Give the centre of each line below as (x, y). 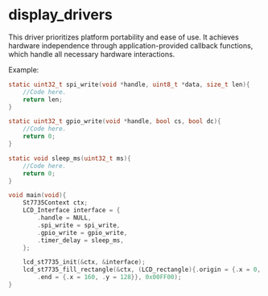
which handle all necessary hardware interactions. (92, 54)
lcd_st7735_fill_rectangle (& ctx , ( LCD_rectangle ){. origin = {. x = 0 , (142, 270)
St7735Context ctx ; (56, 203)
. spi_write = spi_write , (79, 225)
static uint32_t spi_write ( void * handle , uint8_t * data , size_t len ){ (129, 84)
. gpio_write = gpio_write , (82, 232)
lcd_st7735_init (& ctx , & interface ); (85, 262)
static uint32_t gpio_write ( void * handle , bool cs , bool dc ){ (115, 121)
